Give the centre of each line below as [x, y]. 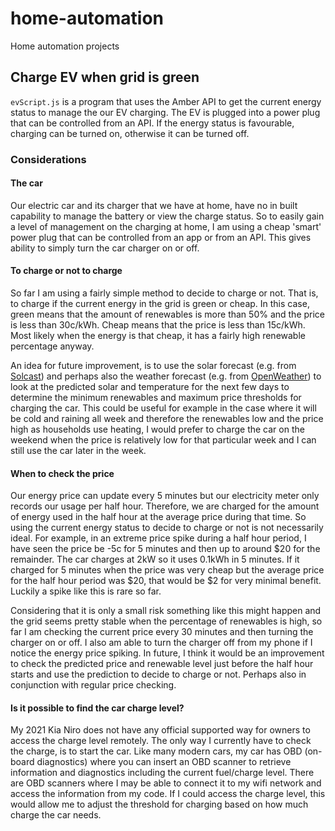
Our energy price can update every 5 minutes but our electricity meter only [165, 496]
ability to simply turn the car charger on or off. [105, 248]
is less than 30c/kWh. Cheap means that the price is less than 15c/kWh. [158, 325]
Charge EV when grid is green [105, 77]
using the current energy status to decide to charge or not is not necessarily [167, 528]
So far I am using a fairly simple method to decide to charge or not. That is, [164, 293]
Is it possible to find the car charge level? [97, 708]
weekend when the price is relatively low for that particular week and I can [163, 440]
